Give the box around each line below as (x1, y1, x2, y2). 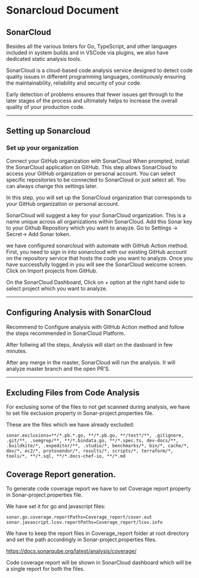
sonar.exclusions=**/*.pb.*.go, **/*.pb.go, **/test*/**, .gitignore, (6, 432, 184, 438)
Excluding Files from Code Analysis (6, 388, 140, 398)
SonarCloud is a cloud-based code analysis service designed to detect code (6, 67, 193, 74)
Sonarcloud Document (6, 4, 120, 17)
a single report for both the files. (6, 566, 85, 573)
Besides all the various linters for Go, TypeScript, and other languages (6, 43, 177, 50)
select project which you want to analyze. (6, 285, 108, 292)
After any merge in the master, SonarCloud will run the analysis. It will (6, 359, 176, 366)
